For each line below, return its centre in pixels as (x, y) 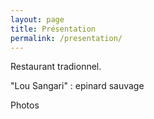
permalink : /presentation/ (66, 38)
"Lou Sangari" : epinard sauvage (77, 86)
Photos (25, 105)
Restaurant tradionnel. (56, 67)
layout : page (37, 19)
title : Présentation (53, 29)
